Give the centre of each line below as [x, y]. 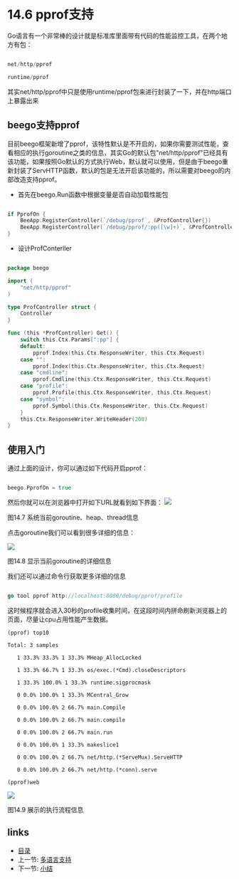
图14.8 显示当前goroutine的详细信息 [59, 561]
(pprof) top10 [28, 633]
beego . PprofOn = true [39, 488]
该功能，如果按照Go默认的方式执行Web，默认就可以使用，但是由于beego [115, 162]
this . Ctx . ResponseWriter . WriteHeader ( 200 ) [84, 419]
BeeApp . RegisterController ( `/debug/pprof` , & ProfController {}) [116, 221]
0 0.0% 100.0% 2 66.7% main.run [65, 732]
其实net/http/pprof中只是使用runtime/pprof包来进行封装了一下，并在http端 [116, 91]
